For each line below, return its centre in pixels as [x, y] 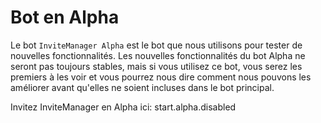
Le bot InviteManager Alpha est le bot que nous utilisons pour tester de [156, 45]
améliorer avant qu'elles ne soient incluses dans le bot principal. [142, 87]
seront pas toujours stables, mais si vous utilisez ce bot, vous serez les [156, 66]
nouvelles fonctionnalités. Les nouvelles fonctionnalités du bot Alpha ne [158, 55]
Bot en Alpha [65, 17]
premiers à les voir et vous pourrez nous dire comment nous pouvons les [161, 77]
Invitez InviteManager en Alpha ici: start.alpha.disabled [123, 107]
